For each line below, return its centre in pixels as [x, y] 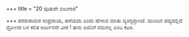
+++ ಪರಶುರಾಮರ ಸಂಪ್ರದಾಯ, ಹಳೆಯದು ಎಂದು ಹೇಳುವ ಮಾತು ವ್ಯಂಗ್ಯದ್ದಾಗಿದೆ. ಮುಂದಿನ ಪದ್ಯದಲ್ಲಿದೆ [94, 21]
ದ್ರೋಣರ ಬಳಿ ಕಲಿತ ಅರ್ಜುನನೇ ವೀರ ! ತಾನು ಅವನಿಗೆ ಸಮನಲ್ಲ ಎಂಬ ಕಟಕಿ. [70, 27]
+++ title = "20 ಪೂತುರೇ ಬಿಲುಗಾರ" [42, 9]
